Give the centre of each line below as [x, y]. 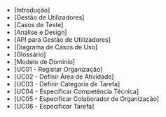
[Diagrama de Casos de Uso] [56, 47]
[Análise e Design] [41, 32]
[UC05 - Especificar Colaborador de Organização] [87, 99]
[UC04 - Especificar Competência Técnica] [76, 91]
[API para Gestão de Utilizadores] [62, 40]
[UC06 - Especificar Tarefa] [54, 106]
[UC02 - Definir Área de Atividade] [64, 77]
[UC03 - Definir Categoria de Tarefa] [67, 84]
